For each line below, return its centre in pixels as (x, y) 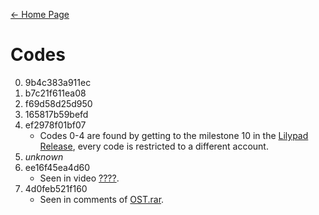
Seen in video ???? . (79, 178)
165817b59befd (56, 114)
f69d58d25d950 (58, 103)
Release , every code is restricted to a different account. (154, 146)
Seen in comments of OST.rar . (102, 199)
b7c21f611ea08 (55, 93)
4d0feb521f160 (56, 188)
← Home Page (40, 14)
